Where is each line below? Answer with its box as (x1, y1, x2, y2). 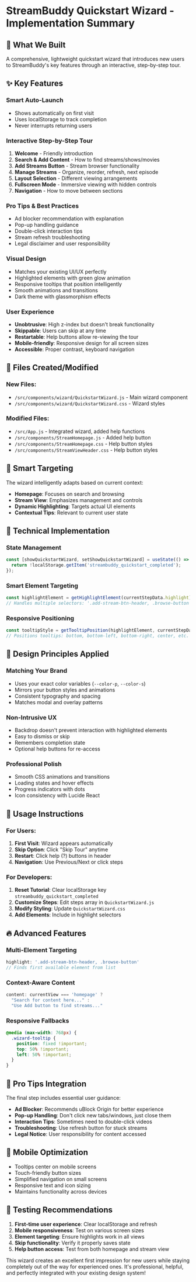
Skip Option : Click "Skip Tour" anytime (14, 846, 108, 853)
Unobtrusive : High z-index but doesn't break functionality (14, 320, 155, 328)
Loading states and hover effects (14, 779, 94, 786)
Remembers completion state (14, 739, 86, 746)
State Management (6, 543, 62, 551)
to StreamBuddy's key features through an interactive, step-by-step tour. (6, 62, 181, 69)
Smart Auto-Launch (6, 96, 64, 104)
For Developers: (6, 873, 52, 881)
